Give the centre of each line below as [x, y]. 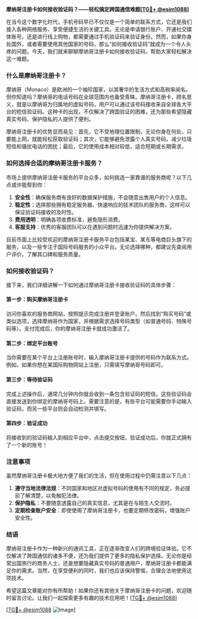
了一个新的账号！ [27, 445]
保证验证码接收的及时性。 [46, 212]
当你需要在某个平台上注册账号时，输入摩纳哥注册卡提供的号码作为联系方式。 [99, 358]
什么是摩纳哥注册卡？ [36, 75]
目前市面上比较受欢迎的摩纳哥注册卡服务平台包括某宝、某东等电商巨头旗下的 [99, 239]
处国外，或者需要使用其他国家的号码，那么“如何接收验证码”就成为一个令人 [96, 44]
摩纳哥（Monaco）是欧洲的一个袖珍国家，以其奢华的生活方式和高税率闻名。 [99, 90]
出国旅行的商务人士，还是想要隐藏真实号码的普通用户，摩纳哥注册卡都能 [99, 563]
